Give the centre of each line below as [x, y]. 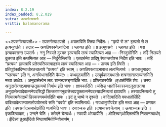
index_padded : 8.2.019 [28, 14]
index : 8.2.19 [20, 10]
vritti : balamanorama [27, 23]
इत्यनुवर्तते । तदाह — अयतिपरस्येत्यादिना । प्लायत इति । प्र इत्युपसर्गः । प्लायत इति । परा [75, 47]
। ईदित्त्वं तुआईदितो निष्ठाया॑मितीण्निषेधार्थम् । [39, 119]
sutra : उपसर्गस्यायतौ [22, 19]
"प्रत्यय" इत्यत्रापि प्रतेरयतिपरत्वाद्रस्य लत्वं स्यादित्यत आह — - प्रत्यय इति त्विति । [67, 64]
